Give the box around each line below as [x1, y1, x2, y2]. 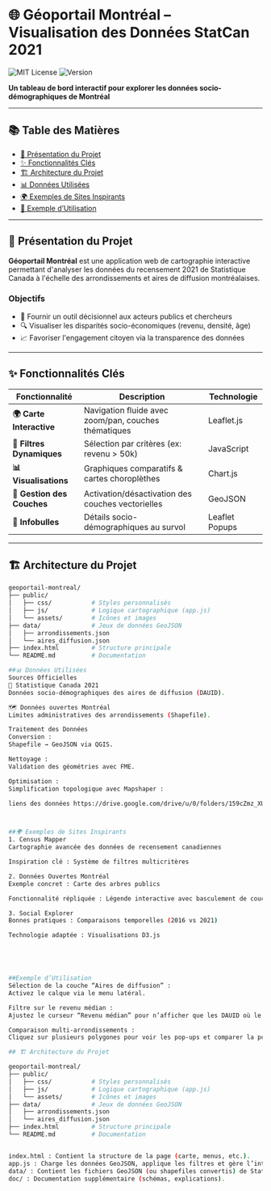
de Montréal [68, 91, 110, 101]
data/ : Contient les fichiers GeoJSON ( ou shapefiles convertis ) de [8, 1167, 248, 1175]
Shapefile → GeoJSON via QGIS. [8, 740, 114, 749]
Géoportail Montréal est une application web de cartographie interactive [8, 256, 251, 265]
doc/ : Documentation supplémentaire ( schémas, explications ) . [8, 1175, 226, 1183]
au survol [150, 521, 186, 532]
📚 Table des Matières [8, 124, 120, 138]
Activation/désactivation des [83, 488, 192, 499]
